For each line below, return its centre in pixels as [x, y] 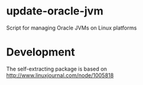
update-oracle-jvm [55, 11]
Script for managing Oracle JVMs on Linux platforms [71, 28]
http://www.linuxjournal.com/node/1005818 [60, 75]
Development [41, 52]
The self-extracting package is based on [57, 69]
